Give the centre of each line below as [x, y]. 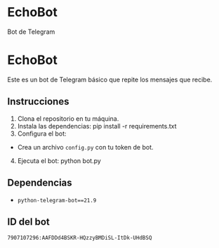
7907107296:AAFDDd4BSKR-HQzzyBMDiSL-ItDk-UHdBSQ [80, 238]
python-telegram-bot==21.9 [57, 200]
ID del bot [29, 222]
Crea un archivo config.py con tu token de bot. [85, 147]
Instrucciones [38, 102]
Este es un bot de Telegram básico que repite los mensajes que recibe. [110, 79]
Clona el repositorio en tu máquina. [68, 118]
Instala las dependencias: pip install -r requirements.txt [97, 126]
